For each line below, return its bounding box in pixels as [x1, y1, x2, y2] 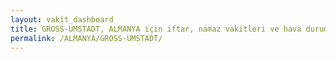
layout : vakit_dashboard [10, 14, 114, 25]
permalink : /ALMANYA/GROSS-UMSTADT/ [10, 33, 163, 43]
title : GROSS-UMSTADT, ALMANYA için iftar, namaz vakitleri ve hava [10, 24, 302, 34]
